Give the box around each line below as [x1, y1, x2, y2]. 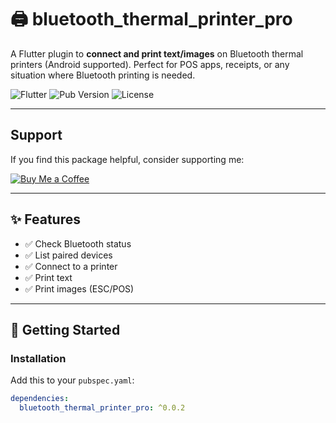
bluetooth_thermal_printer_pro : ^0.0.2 [19, 403, 186, 413]
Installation [10, 351, 67, 365]
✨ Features [10, 211, 81, 228]
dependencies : [10, 394, 70, 404]
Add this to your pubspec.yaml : [10, 374, 135, 386]
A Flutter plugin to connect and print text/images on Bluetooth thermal [10, 47, 304, 60]
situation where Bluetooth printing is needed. [10, 69, 196, 81]
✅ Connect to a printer [24, 260, 118, 272]
